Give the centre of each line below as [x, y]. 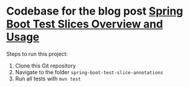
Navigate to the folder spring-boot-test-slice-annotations [89, 72]
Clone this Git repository [45, 66]
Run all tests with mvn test [48, 78]
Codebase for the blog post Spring [95, 11]
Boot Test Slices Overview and [85, 24]
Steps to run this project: [37, 54]
